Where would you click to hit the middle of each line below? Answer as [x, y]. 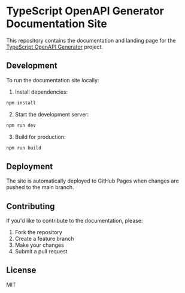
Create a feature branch [44, 239]
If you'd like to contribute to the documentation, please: [75, 221]
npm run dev [21, 125]
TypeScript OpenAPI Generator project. [55, 47]
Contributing [31, 206]
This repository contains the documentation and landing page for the [91, 40]
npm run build [24, 148]
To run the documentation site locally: [53, 80]
